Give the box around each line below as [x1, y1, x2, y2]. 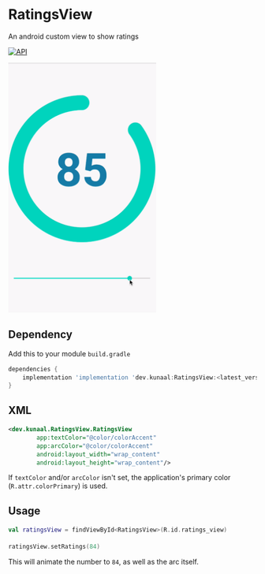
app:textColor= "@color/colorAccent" [36, 434, 157, 442]
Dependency [8, 328, 73, 341]
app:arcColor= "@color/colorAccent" [36, 442, 154, 450]
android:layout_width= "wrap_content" [36, 450, 160, 458]
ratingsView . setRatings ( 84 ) [8, 542, 101, 551]
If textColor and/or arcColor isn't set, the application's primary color [8, 473, 231, 483]
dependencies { [8, 365, 58, 373]
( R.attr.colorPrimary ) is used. [8, 481, 108, 490]
